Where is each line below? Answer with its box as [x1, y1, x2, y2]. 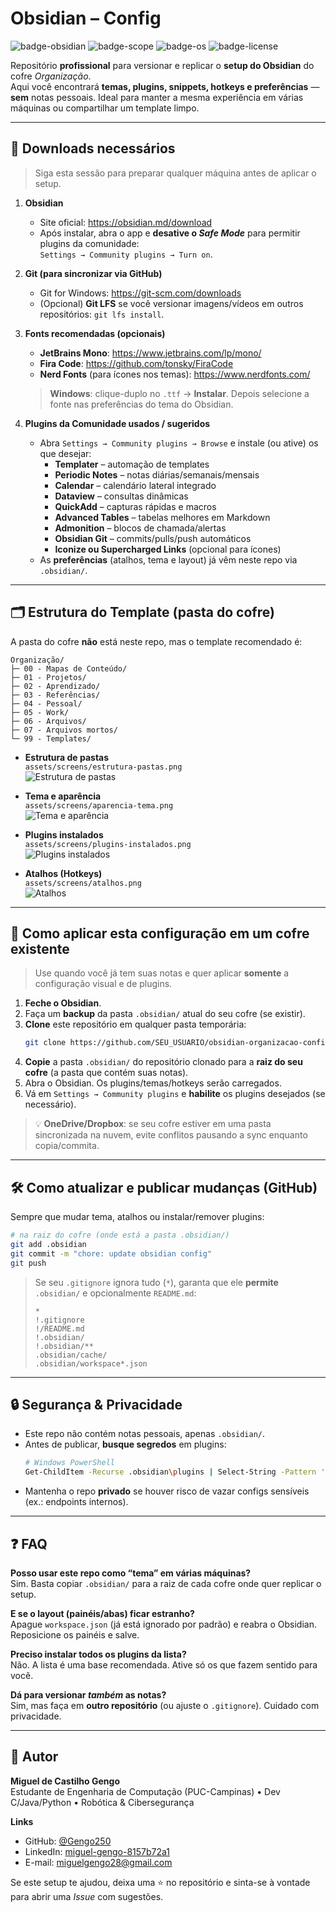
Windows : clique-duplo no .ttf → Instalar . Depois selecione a [49, 387, 310, 399]
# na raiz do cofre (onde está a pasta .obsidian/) [10, 1230, 230, 1241]
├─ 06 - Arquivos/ [10, 716, 87, 726]
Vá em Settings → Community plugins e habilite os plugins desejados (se [24, 1088, 326, 1100]
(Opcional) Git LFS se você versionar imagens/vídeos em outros [39, 297, 304, 309]
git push [10, 1258, 47, 1268]
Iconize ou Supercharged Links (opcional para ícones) [54, 543, 282, 555]
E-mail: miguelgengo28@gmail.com [24, 1856, 173, 1868]
